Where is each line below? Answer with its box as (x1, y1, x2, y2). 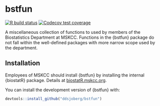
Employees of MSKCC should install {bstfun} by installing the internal (5, 72, 145, 78)
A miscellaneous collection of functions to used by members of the (5, 29, 141, 35)
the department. (5, 45, 38, 51)
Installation (5, 59, 40, 67)
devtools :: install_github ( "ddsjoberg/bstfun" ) (5, 96, 102, 101)
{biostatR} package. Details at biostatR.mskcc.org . (5, 77, 107, 83)
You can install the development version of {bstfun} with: (5, 87, 120, 93)
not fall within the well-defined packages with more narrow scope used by (5, 39, 156, 45)
